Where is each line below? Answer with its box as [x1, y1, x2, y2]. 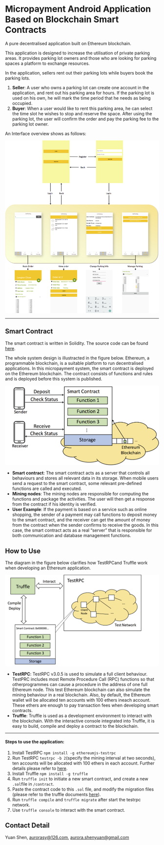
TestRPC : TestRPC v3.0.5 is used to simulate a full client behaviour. [12, 671, 148, 677]
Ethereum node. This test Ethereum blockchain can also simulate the [12, 687, 150, 692]
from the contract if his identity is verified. [12, 501, 97, 507]
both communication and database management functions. [12, 533, 131, 538]
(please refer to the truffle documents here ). [12, 792, 101, 797]
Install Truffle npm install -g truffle [12, 771, 88, 777]
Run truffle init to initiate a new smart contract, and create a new [12, 776, 148, 782]
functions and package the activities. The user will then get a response [12, 496, 155, 502]
